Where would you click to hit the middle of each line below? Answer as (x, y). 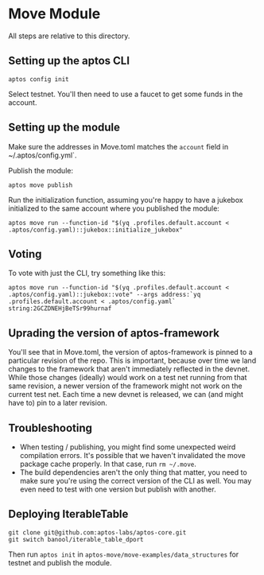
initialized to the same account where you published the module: (114, 208)
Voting (25, 254)
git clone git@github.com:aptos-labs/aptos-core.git (97, 532)
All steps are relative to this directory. (69, 36)
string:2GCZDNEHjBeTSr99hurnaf (60, 309)
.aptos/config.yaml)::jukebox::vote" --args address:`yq (105, 295)
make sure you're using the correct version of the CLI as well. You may (136, 481)
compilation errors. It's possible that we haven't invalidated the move (132, 455)
